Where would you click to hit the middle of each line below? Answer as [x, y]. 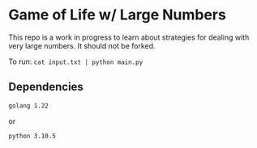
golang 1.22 [28, 106]
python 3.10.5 [32, 136]
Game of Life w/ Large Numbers [118, 15]
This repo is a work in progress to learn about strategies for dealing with [129, 37]
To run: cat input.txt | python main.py [76, 61]
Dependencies [46, 87]
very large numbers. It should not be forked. [82, 45]
